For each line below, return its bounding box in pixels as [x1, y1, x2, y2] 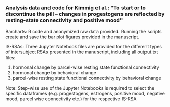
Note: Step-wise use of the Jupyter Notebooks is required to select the [5, 85, 155, 91]
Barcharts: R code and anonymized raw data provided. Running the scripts [5, 29, 162, 35]
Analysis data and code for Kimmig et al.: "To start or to [5, 4, 147, 11]
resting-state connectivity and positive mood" [5, 17, 123, 24]
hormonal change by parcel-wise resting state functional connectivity [12, 64, 159, 70]
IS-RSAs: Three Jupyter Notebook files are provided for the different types [5, 44, 162, 50]
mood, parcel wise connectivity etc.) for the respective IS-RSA [5, 96, 137, 102]
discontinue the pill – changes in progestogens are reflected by [5, 10, 165, 17]
